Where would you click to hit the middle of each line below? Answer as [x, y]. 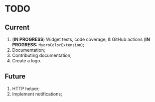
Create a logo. [27, 61]
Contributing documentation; [42, 55]
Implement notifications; [37, 94]
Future [15, 77]
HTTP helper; [26, 88]
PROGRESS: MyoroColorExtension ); [48, 45]
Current [17, 27]
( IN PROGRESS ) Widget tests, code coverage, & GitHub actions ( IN [81, 39]
